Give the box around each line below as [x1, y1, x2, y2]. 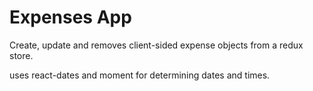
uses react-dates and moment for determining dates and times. [9, 69, 271, 81]
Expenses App [9, 6, 132, 29]
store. [9, 49, 34, 61]
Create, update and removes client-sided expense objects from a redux [9, 39, 304, 51]
